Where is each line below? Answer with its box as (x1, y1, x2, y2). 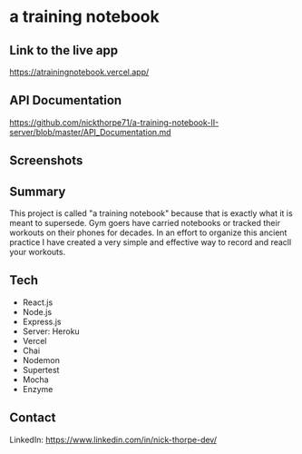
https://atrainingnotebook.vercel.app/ (9, 66, 150, 77)
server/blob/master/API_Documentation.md (9, 126, 171, 137)
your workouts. (9, 247, 66, 258)
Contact (9, 410, 56, 426)
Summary (9, 183, 66, 199)
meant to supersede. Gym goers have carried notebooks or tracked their (9, 218, 281, 229)
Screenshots (9, 153, 83, 169)
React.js (22, 297, 54, 308)
